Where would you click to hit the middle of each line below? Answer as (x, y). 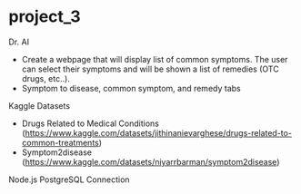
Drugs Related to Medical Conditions (90, 123)
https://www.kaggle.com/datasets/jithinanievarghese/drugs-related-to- (159, 132)
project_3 (45, 17)
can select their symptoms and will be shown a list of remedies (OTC (150, 69)
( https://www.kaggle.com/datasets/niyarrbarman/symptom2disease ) (150, 161)
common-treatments (60, 142)
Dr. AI (19, 42)
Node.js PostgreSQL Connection (69, 179)
